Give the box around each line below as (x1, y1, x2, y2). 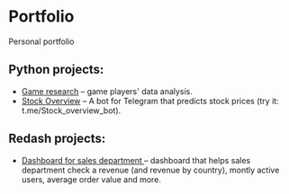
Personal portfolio (8, 36, 75, 47)
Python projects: (8, 62, 104, 77)
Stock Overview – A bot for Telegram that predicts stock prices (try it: (21, 95, 280, 106)
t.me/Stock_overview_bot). (21, 105, 122, 116)
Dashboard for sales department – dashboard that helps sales (21, 154, 251, 165)
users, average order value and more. (21, 173, 161, 185)
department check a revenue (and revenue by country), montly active (21, 164, 280, 175)
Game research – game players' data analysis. (21, 85, 193, 96)
